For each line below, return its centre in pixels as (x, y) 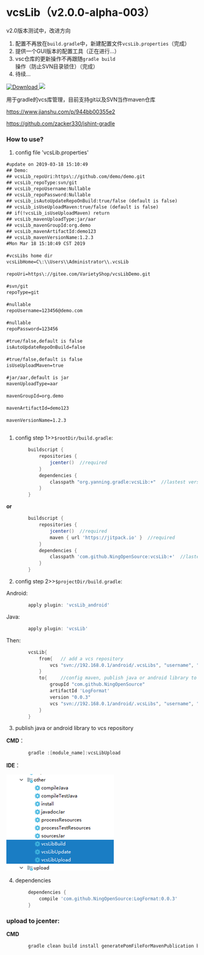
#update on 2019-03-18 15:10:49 (47, 165)
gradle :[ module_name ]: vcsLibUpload (74, 753)
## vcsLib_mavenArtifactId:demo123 (51, 232)
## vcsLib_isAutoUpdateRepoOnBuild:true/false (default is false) (92, 201)
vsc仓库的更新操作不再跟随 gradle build (65, 59)
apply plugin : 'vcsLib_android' (69, 605)
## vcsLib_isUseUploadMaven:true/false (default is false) (83, 207)
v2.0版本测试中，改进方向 (39, 30)
